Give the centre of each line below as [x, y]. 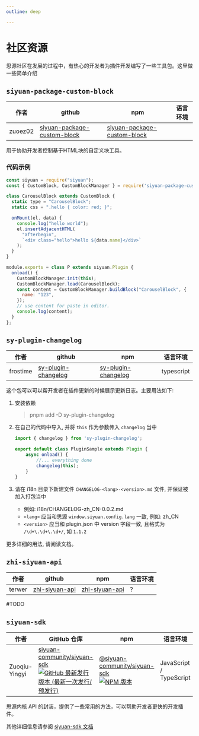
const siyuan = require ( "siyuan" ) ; [50, 180]
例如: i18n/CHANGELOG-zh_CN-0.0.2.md [73, 509]
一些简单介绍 [22, 73]
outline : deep [24, 12]
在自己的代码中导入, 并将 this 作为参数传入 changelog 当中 [86, 427]
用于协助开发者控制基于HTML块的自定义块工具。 [66, 150]
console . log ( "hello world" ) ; [53, 223]
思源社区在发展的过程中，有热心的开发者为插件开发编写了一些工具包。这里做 [99, 65]
